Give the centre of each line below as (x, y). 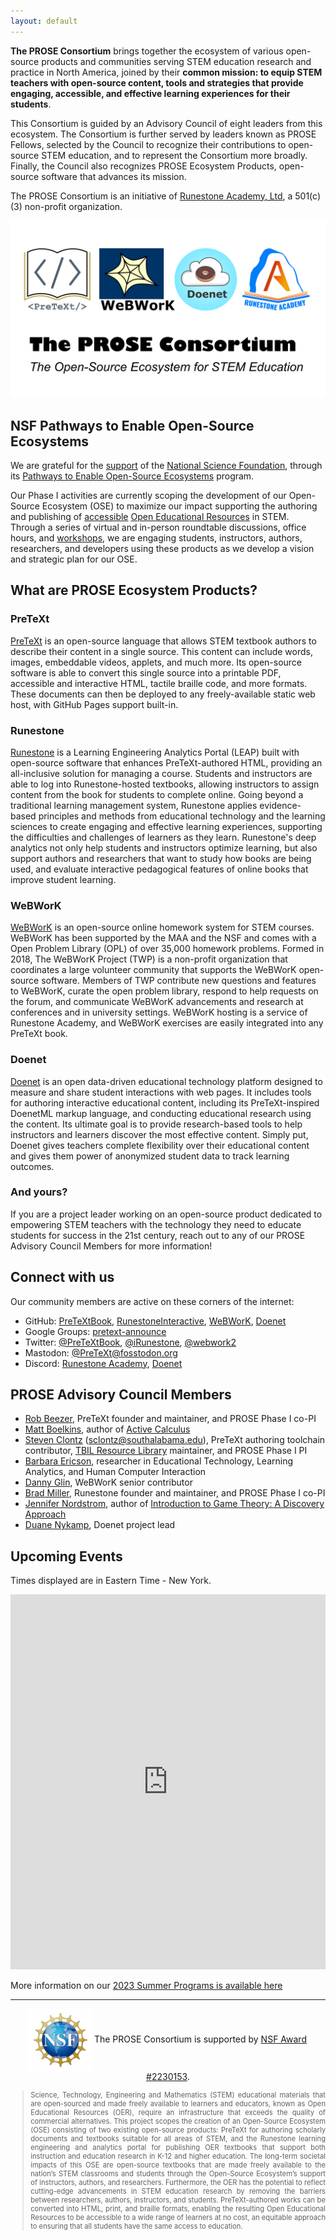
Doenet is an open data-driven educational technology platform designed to (166, 1081)
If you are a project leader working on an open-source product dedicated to (166, 1214)
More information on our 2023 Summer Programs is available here (146, 1986)
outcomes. (32, 1166)
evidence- (280, 805)
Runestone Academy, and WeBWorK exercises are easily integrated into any (167, 1023)
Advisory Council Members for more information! (111, 1246)
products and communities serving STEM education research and (176, 61)
